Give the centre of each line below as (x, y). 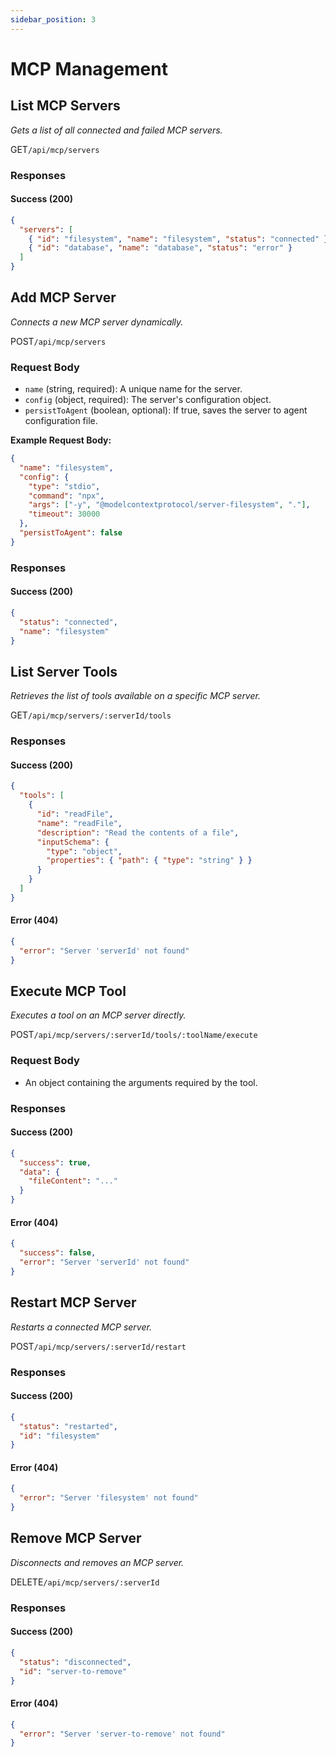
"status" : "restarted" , (68, 1426)
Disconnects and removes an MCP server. (97, 1562)
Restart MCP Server (73, 1302)
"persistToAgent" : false (71, 533)
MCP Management (89, 68)
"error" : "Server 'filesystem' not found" (109, 1498)
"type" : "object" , (84, 851)
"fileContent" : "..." (73, 1181)
